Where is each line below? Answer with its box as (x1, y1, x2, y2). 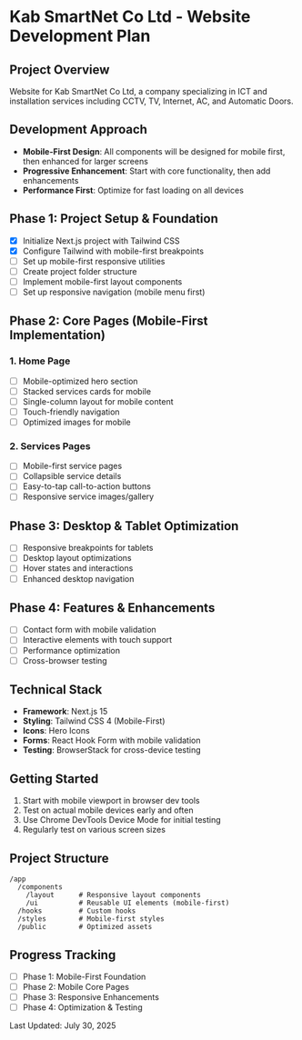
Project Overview (9, 62, 110, 77)
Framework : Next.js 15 (22, 706, 108, 717)
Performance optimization (22, 645, 121, 655)
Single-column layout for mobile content (22, 395, 174, 406)
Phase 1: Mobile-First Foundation (22, 971, 146, 982)
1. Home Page (9, 355, 71, 367)
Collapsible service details (22, 471, 122, 482)
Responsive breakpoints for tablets (22, 543, 154, 554)
